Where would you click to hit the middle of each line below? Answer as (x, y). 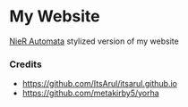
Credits (26, 64)
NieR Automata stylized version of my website (94, 41)
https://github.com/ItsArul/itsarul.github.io (99, 84)
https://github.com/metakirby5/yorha (90, 93)
